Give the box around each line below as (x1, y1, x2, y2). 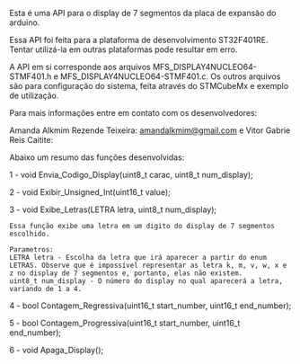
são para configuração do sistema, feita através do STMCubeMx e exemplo (9, 81, 289, 91)
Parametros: (9, 245, 54, 254)
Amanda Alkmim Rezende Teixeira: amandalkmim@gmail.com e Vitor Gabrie (9, 125, 291, 136)
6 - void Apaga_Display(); (9, 345, 104, 355)
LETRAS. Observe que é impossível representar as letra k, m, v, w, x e (9, 261, 287, 270)
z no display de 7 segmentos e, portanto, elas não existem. (9, 269, 243, 278)
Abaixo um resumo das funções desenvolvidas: (9, 152, 185, 163)
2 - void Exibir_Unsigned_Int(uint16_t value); (9, 187, 171, 197)
